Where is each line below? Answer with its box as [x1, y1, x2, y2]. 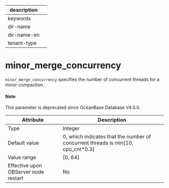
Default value [8, 140, 39, 147]
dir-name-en [8, 31, 40, 38]
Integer [62, 125, 80, 132]
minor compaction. [5, 82, 44, 88]
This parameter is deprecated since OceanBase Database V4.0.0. [5, 104, 141, 110]
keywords [8, 15, 31, 22]
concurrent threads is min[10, [62, 140, 133, 147]
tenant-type [8, 40, 37, 46]
